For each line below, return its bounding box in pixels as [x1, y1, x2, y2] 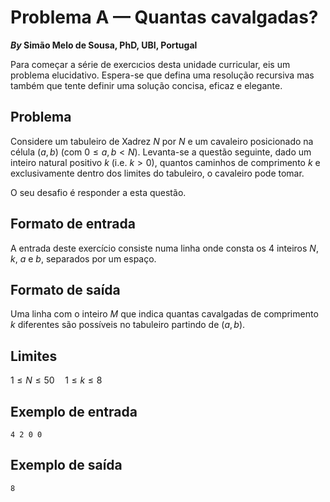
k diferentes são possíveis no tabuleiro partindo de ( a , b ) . [10, 319, 246, 331]
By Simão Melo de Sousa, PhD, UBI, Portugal [10, 39, 198, 51]
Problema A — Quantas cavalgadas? [10, 6, 319, 29]
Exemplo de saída [10, 457, 123, 474]
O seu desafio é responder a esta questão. [10, 186, 187, 198]
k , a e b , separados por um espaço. [10, 252, 157, 265]
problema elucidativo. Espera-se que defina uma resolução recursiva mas [10, 69, 315, 81]
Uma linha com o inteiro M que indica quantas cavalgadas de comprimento [10, 308, 319, 320]
